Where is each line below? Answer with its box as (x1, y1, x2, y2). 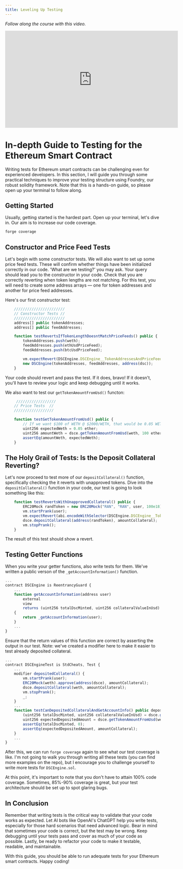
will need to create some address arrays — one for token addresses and (5, 282, 152, 289)
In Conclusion (5, 799, 48, 807)
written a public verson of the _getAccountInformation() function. (5, 569, 139, 575)
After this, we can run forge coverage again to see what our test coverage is (5, 749, 160, 755)
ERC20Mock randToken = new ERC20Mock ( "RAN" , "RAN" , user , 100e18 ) (23, 504, 162, 509)
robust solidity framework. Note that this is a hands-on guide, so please (5, 182, 151, 188)
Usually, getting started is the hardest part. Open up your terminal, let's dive (5, 215, 159, 220)
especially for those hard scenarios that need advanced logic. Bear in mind (5, 823, 158, 829)
